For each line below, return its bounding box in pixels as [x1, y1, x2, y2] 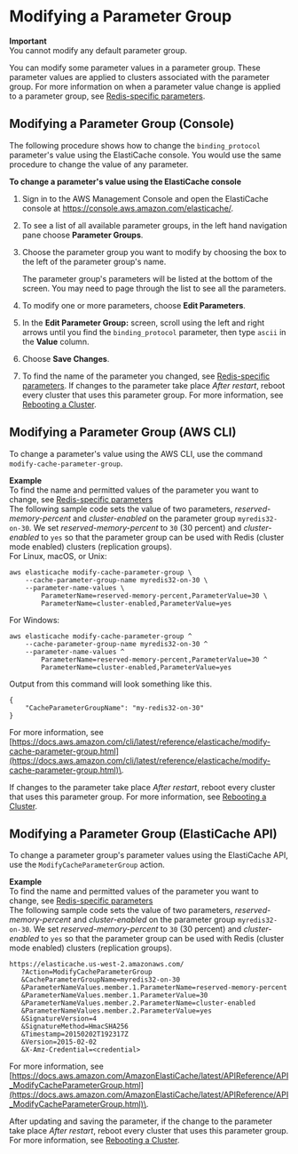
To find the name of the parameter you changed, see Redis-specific [21, 371, 271, 381]
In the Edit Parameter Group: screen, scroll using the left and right [21, 317, 265, 328]
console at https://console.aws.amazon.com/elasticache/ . [21, 203, 234, 213]
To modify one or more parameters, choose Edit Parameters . [21, 300, 247, 310]
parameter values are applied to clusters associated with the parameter [9, 71, 271, 82]
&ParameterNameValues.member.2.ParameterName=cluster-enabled [20, 998, 255, 1008]
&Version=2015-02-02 [20, 1038, 98, 1046]
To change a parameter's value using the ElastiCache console [9, 176, 242, 187]
